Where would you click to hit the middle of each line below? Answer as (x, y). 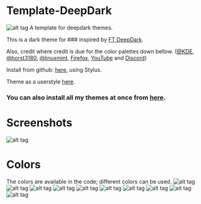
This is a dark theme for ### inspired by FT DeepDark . (75, 39)
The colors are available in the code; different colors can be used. (89, 181)
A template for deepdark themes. (71, 28)
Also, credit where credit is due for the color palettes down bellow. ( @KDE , (100, 51)
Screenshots (39, 123)
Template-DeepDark (59, 11)
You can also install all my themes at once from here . (86, 97)
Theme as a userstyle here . (41, 81)
